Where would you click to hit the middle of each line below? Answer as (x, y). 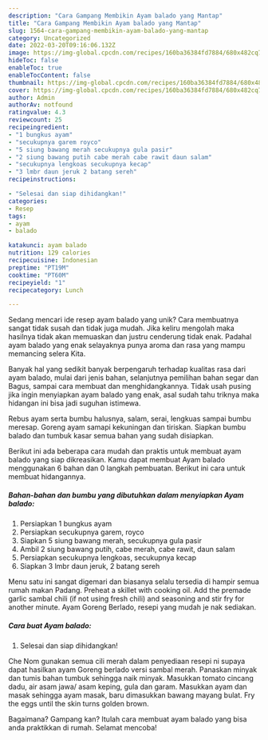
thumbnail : (26, 82)
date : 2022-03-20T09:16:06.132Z (62, 46)
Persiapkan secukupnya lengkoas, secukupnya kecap (108, 558)
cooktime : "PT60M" (39, 275)
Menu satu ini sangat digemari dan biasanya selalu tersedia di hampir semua (134, 582)
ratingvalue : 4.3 (37, 113)
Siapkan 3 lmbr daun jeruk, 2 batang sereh (90, 566)
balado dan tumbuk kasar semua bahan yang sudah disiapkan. (111, 436)
